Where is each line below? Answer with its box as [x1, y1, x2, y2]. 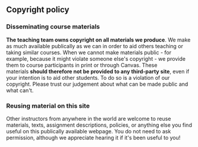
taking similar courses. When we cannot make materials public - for [6, 49, 171, 56]
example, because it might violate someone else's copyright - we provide [6, 55, 186, 62]
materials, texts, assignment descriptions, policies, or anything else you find [6, 121, 192, 129]
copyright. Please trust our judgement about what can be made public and [6, 80, 188, 87]
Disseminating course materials [6, 23, 100, 31]
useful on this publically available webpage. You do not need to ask [6, 127, 171, 135]
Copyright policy [6, 5, 70, 15]
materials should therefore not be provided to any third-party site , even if [6, 68, 190, 75]
